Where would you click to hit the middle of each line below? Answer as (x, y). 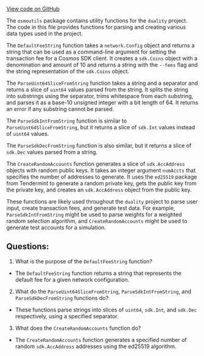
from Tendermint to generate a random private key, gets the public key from (101, 183)
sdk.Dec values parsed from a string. (52, 152)
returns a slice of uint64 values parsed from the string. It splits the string (97, 90)
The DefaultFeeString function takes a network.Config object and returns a (100, 45)
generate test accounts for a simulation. (56, 227)
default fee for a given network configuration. (72, 279)
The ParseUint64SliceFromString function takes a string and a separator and (102, 83)
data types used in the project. (45, 34)
